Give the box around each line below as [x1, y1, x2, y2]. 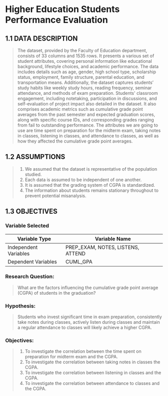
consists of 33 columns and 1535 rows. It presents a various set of [17, 53, 154, 59]
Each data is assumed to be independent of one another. [24, 177, 142, 183]
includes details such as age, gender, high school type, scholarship [17, 69, 156, 75]
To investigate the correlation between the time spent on [24, 348, 141, 354]
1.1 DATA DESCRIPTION [5, 34, 78, 43]
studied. [24, 171, 42, 177]
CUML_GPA [65, 258, 92, 265]
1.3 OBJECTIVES [5, 207, 57, 216]
